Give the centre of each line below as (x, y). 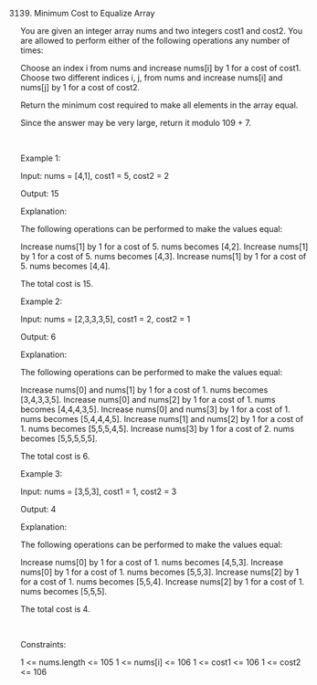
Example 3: (42, 474)
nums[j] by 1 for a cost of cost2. (80, 87)
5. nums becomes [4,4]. (65, 266)
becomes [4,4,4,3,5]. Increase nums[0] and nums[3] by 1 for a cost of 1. (155, 409)
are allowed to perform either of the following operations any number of (155, 41)
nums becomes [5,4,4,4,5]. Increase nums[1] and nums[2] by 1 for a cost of (162, 419)
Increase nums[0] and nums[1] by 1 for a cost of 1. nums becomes (144, 390)
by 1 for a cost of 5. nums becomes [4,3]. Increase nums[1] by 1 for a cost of (164, 256)
